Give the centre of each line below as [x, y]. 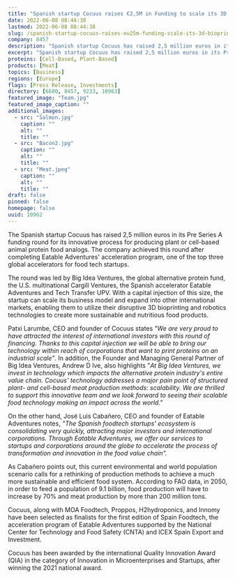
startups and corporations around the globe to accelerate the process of [113, 445]
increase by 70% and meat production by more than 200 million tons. [107, 496]
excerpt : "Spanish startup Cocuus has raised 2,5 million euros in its [114, 53]
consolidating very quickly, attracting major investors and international [110, 430]
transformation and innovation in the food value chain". [88, 453]
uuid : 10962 [25, 215]
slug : [16, 33]
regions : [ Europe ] [35, 78]
